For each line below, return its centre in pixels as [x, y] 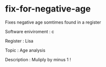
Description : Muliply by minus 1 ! [38, 59]
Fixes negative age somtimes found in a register [53, 22]
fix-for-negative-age [48, 9]
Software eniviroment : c [30, 31]
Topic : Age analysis [25, 50]
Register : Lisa [19, 41]
